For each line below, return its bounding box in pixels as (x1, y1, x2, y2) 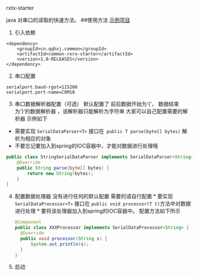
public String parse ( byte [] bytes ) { (16, 165, 110, 171)
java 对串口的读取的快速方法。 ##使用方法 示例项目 (6, 16, 131, 24)
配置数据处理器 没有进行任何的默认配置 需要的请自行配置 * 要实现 (14, 193, 173, 200)
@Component (14, 220, 42, 225)
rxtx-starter (6, 5, 34, 11)
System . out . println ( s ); (30, 241, 90, 247)
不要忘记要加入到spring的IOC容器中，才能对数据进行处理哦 (14, 142, 159, 149)
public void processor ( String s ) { (20, 235, 108, 241)
